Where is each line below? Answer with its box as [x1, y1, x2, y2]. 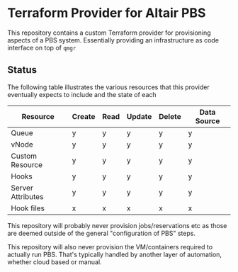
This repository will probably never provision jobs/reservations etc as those [7, 221, 227, 229]
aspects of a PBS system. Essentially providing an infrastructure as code [7, 35, 220, 44]
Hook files [11, 203, 45, 213]
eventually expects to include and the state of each [7, 90, 157, 98]
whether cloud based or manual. [7, 257, 102, 266]
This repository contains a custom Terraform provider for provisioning [7, 28, 211, 37]
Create [72, 111, 96, 121]
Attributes [11, 191, 44, 201]
